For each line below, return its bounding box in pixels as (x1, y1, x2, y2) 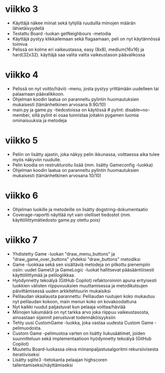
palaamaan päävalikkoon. (12, 91, 65, 97)
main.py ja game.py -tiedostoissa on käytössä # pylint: (12, 107, 124, 113)
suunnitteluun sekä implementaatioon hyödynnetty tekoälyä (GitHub (12, 335, 152, 342)
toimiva (12, 41, 28, 47)
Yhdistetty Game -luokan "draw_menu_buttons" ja (12, 250, 115, 257)
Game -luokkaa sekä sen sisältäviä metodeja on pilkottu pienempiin (12, 261, 151, 267)
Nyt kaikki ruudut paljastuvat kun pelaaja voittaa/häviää (12, 304, 126, 310)
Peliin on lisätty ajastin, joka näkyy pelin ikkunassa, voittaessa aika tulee (12, 151, 160, 157)
